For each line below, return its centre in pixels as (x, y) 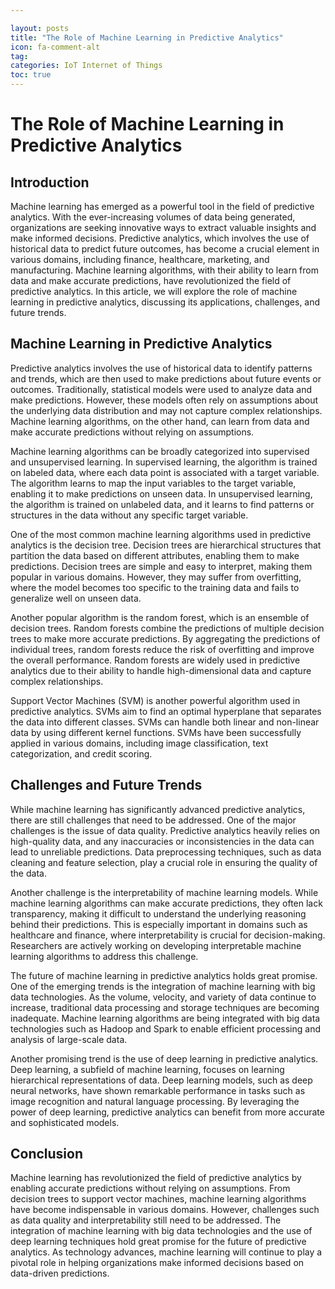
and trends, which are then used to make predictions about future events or (166, 378)
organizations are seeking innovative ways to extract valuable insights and (163, 227)
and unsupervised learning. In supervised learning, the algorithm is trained (164, 462)
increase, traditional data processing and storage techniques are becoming (165, 1007)
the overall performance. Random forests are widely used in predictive (155, 660)
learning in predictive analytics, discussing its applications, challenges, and (165, 302)
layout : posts (40, 28)
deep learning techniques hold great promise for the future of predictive (158, 1242)
